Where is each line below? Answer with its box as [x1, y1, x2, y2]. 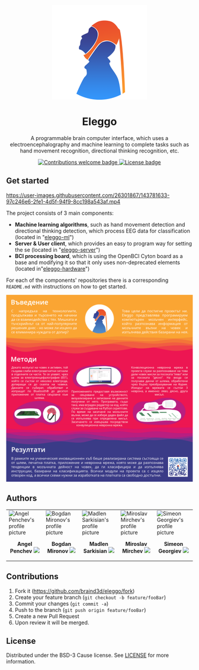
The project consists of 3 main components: [6, 209, 114, 217]
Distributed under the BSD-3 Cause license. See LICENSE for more [6, 652, 169, 659]
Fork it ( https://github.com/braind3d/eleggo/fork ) [14, 587, 135, 595]
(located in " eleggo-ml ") [14, 233, 74, 240]
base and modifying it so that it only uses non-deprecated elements [14, 259, 181, 266]
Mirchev [122, 548, 143, 555]
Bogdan [51, 541, 72, 548]
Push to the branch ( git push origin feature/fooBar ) [14, 606, 146, 613]
